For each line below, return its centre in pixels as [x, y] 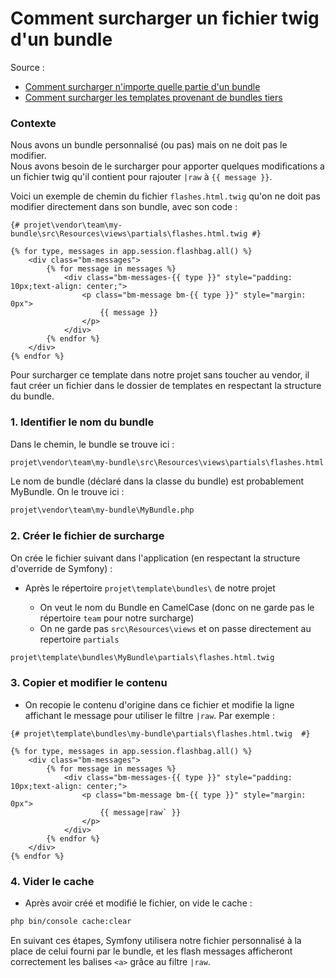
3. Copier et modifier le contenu [89, 683]
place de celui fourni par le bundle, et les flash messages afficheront [151, 951]
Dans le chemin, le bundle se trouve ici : [92, 444]
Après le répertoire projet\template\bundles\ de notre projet [150, 588]
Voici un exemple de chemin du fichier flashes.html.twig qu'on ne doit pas [165, 196]
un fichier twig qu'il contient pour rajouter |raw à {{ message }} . [141, 177]
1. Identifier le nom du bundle [82, 422]
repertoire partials [79, 639]
